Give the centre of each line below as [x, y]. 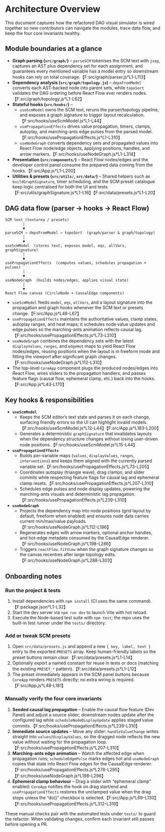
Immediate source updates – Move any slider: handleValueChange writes [85, 731]
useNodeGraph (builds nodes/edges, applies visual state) [67, 280]
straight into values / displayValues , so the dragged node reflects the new [86, 736]
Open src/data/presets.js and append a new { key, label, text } [82, 647]
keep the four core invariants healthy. [43, 33]
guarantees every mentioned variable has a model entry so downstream [85, 71]
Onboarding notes [33, 576]
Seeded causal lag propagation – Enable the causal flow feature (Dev [83, 709]
